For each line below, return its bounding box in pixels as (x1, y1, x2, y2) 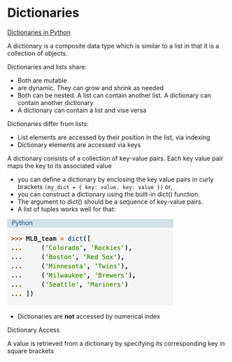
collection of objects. (7, 49, 68, 57)
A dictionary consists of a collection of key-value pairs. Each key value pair (7, 154, 224, 162)
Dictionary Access (7, 326, 60, 334)
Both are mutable (17, 76, 68, 85)
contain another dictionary (17, 98, 94, 106)
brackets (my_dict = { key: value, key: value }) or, (17, 182, 173, 190)
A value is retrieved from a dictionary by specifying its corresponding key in (7, 339, 226, 347)
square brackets (7, 347, 55, 355)
